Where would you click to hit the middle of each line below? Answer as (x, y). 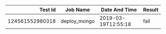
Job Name (78, 10)
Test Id (47, 10)
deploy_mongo (78, 21)
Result (151, 10)
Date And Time (119, 10)
